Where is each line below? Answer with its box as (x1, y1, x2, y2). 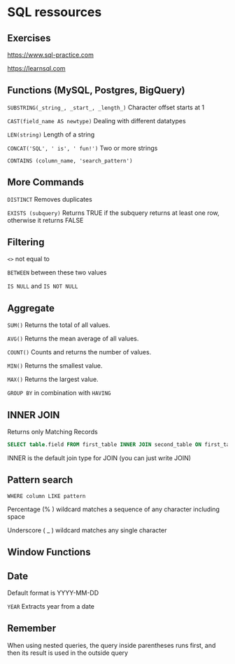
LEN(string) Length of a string (7, 130, 95, 139)
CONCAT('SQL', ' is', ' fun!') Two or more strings (7, 144, 158, 152)
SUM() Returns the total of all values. (7, 321, 111, 329)
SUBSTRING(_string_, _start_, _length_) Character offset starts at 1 (7, 103, 205, 111)
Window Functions (7, 546, 91, 558)
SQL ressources (7, 4, 102, 20)
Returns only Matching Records (7, 428, 98, 436)
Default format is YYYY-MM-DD (7, 588, 99, 597)
